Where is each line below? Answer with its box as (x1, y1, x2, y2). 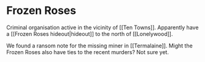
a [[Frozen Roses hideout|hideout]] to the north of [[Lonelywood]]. (6, 30, 173, 37)
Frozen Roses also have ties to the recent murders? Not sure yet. (6, 48, 169, 55)
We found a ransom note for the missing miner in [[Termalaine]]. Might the (6, 42, 193, 49)
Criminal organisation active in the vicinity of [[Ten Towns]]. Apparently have (6, 24, 199, 31)
